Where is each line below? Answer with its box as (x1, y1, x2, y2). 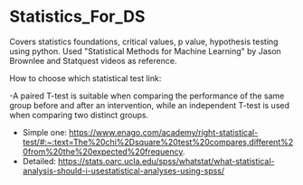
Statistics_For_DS (9, 6, 146, 27)
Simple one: (22, 126, 68, 137)
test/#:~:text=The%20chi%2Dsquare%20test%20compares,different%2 (22, 136, 294, 147)
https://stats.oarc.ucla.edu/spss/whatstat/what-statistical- (58, 155, 275, 166)
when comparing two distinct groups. (9, 109, 149, 120)
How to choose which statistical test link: (9, 72, 162, 83)
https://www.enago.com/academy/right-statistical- (69, 126, 259, 137)
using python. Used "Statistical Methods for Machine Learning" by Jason (9, 45, 282, 56)
